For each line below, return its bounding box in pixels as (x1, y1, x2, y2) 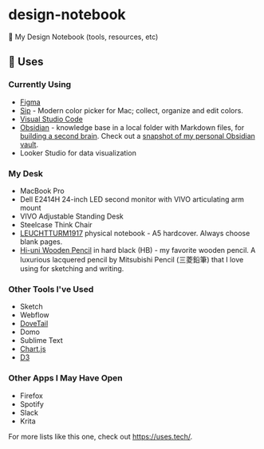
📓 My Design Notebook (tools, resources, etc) (8, 32, 159, 41)
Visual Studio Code (19, 114, 84, 124)
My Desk (8, 167, 44, 179)
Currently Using (8, 79, 72, 90)
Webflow (19, 310, 49, 320)
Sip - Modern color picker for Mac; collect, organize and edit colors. (19, 105, 243, 115)
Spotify (19, 399, 44, 408)
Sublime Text (19, 336, 64, 345)
